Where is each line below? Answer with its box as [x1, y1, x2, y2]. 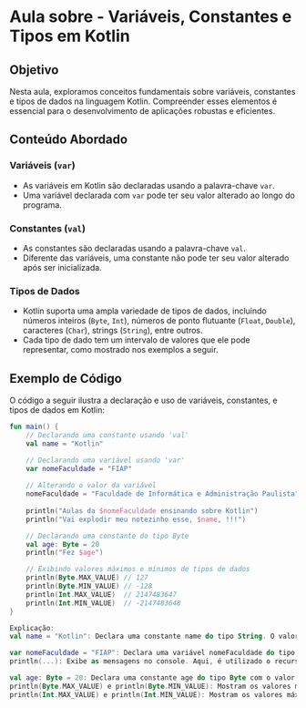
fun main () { [9, 422, 59, 432]
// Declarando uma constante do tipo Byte [25, 531, 189, 540]
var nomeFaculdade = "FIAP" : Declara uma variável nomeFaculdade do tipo [9, 649, 296, 658]
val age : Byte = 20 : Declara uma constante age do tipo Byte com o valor [9, 673, 296, 682]
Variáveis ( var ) [9, 159, 76, 172]
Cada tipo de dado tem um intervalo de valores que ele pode [22, 334, 250, 345]
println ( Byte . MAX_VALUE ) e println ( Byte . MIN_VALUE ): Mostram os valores [9, 682, 291, 691]
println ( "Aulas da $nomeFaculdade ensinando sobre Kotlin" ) [25, 506, 259, 516]
